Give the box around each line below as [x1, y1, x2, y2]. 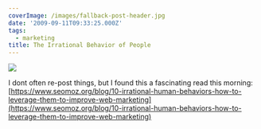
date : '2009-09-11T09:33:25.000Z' [8, 19, 123, 27]
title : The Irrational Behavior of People [8, 41, 151, 49]
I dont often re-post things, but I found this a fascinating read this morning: [8, 78, 253, 88]
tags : [8, 26, 26, 34]
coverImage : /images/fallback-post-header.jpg [8, 11, 166, 20]
